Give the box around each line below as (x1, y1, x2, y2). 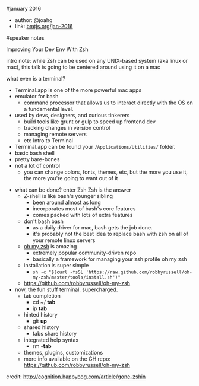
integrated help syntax (23, 336, 79, 343)
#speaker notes (6, 34, 45, 41)
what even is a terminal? (6, 75, 65, 82)
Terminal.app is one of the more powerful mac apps (14, 87, 142, 94)
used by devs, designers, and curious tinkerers (14, 112, 130, 119)
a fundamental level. (23, 106, 74, 112)
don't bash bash (23, 218, 64, 225)
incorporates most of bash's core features (32, 205, 136, 212)
